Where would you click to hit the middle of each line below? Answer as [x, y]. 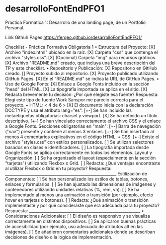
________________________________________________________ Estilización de [76, 173]
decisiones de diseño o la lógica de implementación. [59, 237]
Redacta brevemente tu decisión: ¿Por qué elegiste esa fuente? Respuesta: [82, 94]
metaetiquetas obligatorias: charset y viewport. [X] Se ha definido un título [81, 115]
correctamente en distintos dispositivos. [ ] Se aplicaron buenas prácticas [81, 221]
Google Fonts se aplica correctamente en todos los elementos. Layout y [79, 153]
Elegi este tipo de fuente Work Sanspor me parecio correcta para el [74, 99]
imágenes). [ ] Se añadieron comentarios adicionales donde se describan [80, 232]
